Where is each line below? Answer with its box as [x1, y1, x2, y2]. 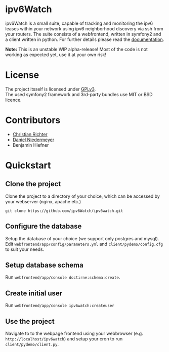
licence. [5, 97, 22, 103]
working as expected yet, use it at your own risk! [5, 52, 107, 58]
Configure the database [5, 222, 82, 231]
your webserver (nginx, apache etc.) [5, 198, 81, 204]
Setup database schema [5, 261, 83, 270]
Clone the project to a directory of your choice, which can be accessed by [5, 193, 160, 199]
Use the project [5, 317, 55, 326]
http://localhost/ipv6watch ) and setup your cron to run [5, 336, 123, 342]
